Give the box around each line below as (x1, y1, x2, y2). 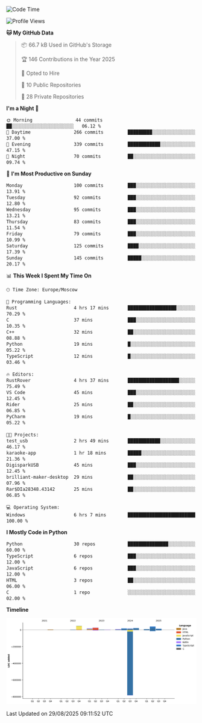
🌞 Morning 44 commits (6, 117, 103, 123)
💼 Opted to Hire (21, 70, 60, 77)
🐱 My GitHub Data (6, 29, 54, 36)
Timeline (6, 606, 29, 613)
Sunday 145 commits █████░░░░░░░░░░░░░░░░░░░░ (6, 255, 196, 261)
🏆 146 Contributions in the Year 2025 (21, 56, 116, 63)
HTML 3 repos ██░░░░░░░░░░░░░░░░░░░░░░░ (6, 577, 196, 583)
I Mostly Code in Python (6, 529, 68, 536)
